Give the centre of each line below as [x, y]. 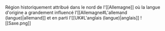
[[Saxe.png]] [18, 23]
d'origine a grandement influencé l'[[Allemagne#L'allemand [66, 12]
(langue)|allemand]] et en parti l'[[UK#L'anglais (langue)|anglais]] [72, 18]
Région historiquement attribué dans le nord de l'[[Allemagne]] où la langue [83, 7]
